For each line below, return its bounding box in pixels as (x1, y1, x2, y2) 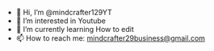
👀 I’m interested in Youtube (15, 16, 107, 25)
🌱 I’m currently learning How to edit (15, 25, 135, 33)
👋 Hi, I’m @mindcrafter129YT (15, 8, 112, 17)
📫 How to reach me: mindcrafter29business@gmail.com (15, 33, 206, 43)
